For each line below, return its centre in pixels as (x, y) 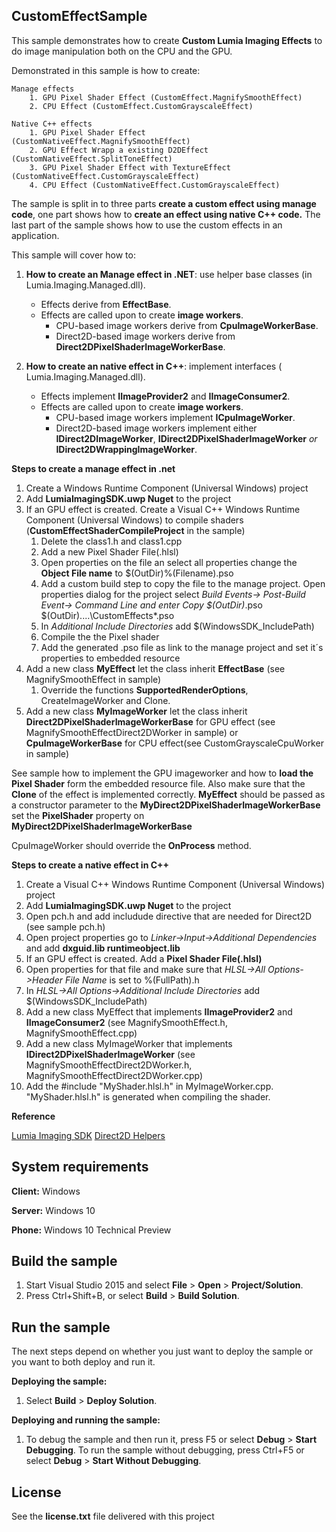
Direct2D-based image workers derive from (145, 336)
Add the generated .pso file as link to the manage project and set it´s (182, 647)
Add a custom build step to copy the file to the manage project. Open (183, 583)
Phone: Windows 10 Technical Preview (91, 1230)
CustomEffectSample (79, 16)
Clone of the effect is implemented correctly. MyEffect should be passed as (168, 794)
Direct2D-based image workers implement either (156, 428)
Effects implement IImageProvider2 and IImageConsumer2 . (165, 396)
